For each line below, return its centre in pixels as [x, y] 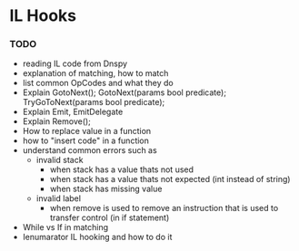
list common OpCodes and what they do [98, 83]
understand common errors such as [90, 150]
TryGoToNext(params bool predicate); [94, 102]
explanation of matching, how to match [95, 73]
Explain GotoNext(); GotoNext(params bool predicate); [125, 92]
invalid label [59, 198]
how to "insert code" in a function [86, 140]
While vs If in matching [65, 227]
